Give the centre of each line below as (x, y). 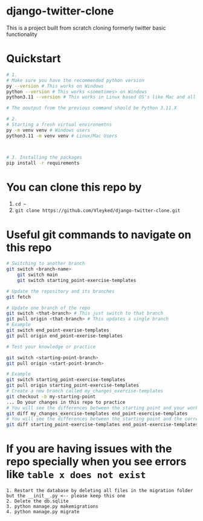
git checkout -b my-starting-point (51, 397)
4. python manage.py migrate (43, 512)
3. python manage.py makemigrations (52, 507)
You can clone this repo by (74, 187)
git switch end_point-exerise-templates (58, 330)
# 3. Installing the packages (44, 157)
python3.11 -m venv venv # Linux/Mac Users (62, 136)
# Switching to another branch (46, 264)
